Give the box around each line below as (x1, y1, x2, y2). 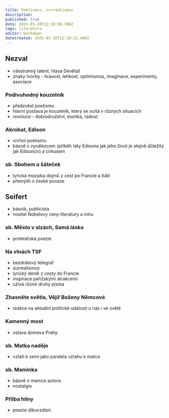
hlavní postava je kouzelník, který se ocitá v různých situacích (12, 108, 142, 114)
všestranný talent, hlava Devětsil (12, 68, 80, 74)
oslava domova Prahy (12, 329, 58, 336)
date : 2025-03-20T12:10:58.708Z (5, 21, 73, 27)
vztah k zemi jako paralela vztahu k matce (12, 353, 100, 359)
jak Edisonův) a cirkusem (12, 148, 65, 154)
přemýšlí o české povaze (12, 178, 65, 184)
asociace (12, 78, 32, 85)
